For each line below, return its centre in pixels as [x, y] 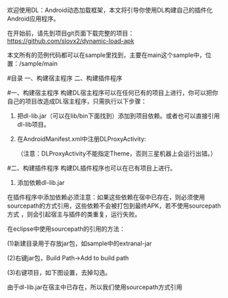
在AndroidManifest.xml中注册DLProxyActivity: [81, 139]
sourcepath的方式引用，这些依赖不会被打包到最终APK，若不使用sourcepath [114, 206]
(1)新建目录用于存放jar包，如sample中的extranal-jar [80, 243]
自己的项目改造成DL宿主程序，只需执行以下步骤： [77, 101]
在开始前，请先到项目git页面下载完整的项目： [71, 33]
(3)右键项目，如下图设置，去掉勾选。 [59, 272]
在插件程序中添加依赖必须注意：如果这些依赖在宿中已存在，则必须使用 [106, 197]
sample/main [40, 63]
